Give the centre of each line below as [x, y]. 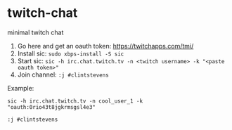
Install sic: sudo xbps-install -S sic [71, 53]
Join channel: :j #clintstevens [63, 74]
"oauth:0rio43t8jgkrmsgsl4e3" [52, 107]
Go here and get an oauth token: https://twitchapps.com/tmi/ [105, 46]
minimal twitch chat [36, 32]
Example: [21, 88]
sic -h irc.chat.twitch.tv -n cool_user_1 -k [75, 101]
